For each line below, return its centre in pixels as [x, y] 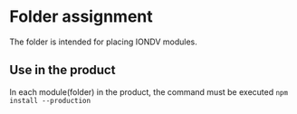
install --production [50, 100]
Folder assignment [81, 17]
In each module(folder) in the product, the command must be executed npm [148, 91]
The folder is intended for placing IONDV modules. [103, 42]
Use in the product [62, 70]
